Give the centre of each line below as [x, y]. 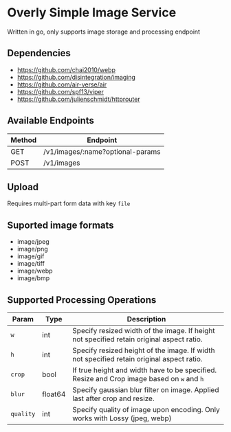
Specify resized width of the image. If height [143, 331]
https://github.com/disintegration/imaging [76, 77]
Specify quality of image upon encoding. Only [146, 410]
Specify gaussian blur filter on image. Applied [145, 390]
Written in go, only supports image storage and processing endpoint [104, 32]
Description [146, 319]
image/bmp [33, 278]
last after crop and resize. [113, 398]
